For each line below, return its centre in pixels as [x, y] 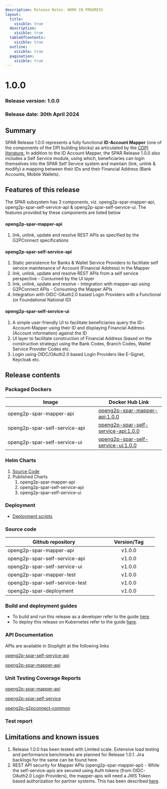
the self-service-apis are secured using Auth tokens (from [72, 770]
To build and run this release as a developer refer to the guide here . [81, 617]
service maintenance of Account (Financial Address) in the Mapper [81, 268]
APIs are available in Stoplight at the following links [57, 645]
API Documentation [29, 635]
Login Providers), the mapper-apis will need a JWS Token [92, 776]
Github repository [54, 542]
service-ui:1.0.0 [118, 446]
